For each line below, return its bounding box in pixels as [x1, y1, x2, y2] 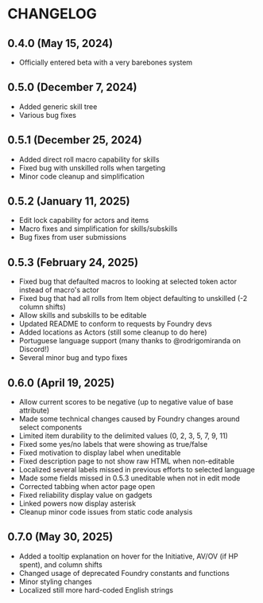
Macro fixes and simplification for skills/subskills [18, 224, 178, 233]
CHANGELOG [7, 5, 97, 23]
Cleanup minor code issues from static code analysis [18, 507, 193, 517]
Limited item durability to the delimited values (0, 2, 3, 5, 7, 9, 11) [18, 431, 228, 441]
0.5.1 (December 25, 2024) [7, 133, 142, 147]
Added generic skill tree [18, 101, 98, 112]
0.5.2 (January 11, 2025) [7, 194, 130, 208]
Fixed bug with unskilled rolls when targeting [18, 162, 166, 172]
